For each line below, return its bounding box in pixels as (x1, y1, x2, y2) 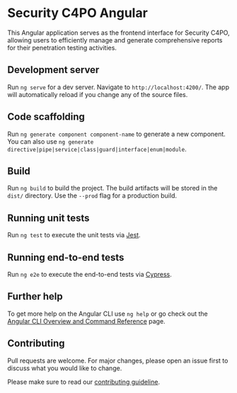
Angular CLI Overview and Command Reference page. (7, 317, 166, 325)
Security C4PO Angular (7, 5, 149, 21)
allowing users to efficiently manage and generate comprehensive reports (7, 35, 223, 44)
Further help (7, 290, 64, 302)
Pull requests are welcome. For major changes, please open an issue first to (7, 356, 229, 365)
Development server (7, 64, 100, 76)
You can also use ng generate (7, 137, 94, 146)
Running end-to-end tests (7, 251, 125, 263)
